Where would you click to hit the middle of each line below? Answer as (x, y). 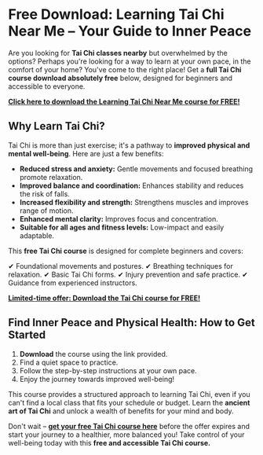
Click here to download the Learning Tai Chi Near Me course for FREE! (124, 101)
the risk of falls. (45, 193)
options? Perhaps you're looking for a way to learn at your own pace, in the (130, 61)
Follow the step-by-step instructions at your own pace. (108, 370)
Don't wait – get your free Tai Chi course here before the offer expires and (129, 426)
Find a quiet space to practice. (69, 362)
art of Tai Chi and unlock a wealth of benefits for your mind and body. (121, 411)
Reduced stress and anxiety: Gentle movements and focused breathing (136, 169)
